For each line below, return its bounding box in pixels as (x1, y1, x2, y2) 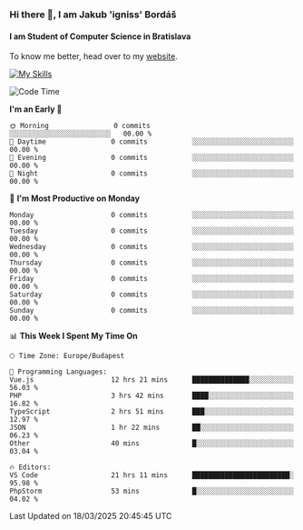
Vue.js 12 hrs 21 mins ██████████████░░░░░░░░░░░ (9, 375, 295, 385)
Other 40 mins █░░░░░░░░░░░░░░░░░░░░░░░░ (9, 439, 295, 448)
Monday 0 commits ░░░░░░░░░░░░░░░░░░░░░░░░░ (9, 211, 295, 220)
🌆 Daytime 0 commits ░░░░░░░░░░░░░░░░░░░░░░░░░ (9, 137, 295, 146)
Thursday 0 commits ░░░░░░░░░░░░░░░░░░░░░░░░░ (9, 258, 295, 267)
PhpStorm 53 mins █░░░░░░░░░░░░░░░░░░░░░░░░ (9, 486, 295, 496)
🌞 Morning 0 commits (9, 122, 151, 131)
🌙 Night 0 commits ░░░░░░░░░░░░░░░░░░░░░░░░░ (9, 169, 295, 178)
